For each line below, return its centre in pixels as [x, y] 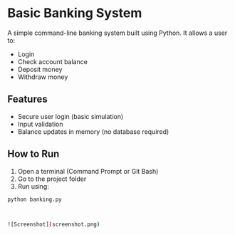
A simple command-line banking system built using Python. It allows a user [117, 33]
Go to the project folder [52, 179]
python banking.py [35, 199]
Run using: [33, 186]
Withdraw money [43, 77]
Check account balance [52, 61]
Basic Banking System [75, 13]
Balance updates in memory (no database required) [93, 131]
